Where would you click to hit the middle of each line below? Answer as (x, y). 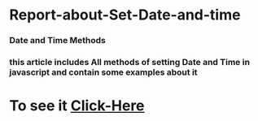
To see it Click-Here (77, 106)
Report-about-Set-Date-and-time (125, 15)
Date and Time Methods (58, 41)
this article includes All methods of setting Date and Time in (130, 63)
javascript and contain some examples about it (103, 72)
